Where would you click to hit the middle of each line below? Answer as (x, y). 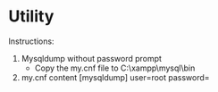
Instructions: (31, 41)
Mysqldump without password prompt (92, 58)
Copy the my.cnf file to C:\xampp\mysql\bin (115, 68)
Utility (31, 17)
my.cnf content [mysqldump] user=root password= (116, 77)
